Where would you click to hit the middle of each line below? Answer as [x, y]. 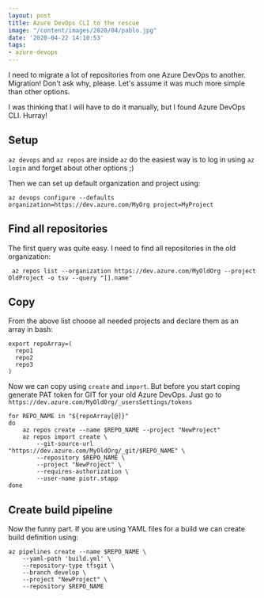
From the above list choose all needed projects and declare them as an [123, 321]
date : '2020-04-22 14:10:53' [56, 38]
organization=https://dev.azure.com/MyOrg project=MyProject [111, 204]
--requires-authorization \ [83, 472]
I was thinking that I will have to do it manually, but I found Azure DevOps [127, 107]
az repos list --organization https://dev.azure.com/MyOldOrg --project [134, 271]
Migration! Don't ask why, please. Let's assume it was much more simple [126, 83]
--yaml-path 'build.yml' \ [67, 559]
